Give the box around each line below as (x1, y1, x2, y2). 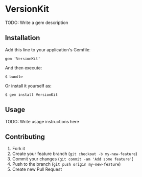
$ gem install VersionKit (5, 92, 58, 97)
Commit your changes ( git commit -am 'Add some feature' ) (12, 156, 134, 162)
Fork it (12, 146, 25, 152)
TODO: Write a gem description (5, 20, 69, 25)
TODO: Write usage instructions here (5, 118, 79, 124)
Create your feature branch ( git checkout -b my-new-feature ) (12, 151, 138, 157)
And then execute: (5, 65, 42, 70)
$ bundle (5, 74, 23, 79)
